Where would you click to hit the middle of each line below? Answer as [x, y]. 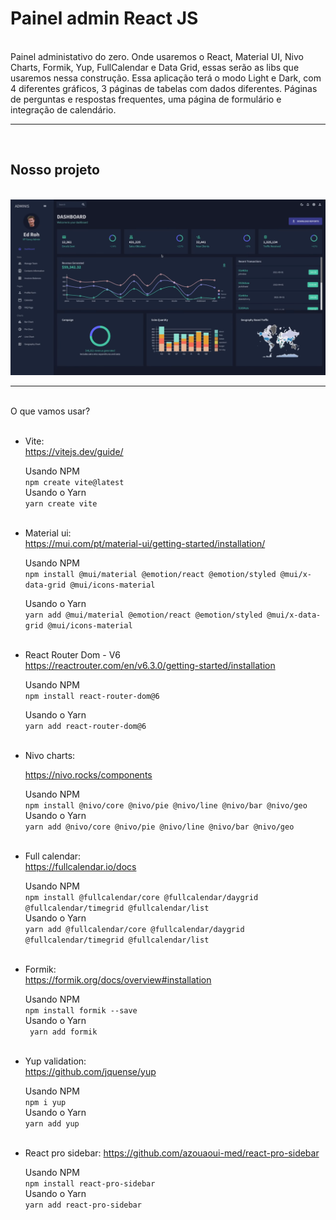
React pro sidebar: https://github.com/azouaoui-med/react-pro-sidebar [172, 1153]
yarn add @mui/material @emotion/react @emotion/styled [143, 615]
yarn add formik [63, 1032]
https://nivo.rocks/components [88, 774]
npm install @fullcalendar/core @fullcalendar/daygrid [141, 897]
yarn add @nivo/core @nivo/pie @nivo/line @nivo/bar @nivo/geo [159, 827]
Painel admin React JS [104, 18]
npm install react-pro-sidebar [90, 1183]
